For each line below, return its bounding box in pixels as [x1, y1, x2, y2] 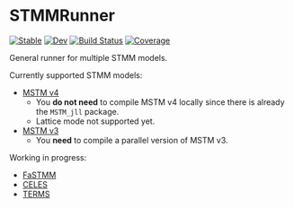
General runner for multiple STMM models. [9, 52, 168, 63]
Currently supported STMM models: [9, 69, 143, 81]
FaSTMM [22, 169, 57, 180]
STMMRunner [9, 5, 115, 26]
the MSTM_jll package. [35, 106, 120, 117]
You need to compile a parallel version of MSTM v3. [35, 134, 228, 145]
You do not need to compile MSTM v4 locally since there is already [35, 96, 285, 108]
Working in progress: [9, 152, 87, 162]
